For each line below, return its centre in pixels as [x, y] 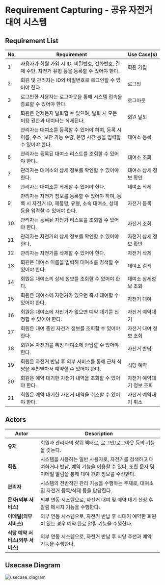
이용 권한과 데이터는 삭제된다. [53, 121]
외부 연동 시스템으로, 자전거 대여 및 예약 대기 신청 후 [96, 500]
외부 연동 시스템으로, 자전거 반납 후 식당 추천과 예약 [96, 536]
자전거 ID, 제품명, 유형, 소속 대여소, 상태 [75, 203]
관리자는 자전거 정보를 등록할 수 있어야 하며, [68, 196]
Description [99, 433]
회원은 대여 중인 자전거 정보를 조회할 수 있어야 [70, 328]
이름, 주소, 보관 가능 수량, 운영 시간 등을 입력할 [71, 137]
